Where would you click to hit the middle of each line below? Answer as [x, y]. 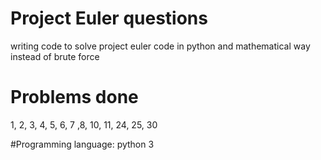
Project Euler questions [109, 18]
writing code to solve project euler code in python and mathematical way [160, 46]
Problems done [74, 97]
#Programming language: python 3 [82, 144]
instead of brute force [55, 56]
